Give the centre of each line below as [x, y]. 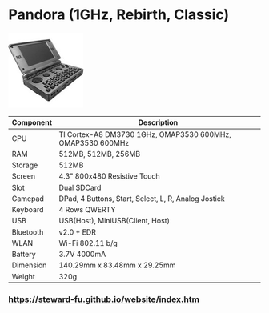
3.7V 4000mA [82, 255]
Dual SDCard [80, 187]
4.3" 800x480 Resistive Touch [109, 176]
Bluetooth [28, 232]
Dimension [29, 265]
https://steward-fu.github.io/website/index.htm [104, 299]
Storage [25, 165]
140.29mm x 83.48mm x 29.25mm [117, 265]
